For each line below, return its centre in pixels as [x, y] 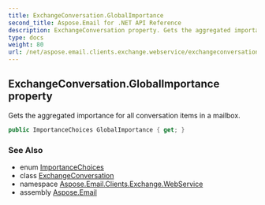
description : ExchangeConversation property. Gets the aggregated [119, 30]
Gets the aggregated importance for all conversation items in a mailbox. [124, 115]
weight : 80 [26, 45]
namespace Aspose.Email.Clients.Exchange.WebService [111, 184]
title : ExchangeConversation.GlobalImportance [86, 15]
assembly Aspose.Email [58, 192]
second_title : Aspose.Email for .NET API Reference [95, 23]
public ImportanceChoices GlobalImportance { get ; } [97, 130]
